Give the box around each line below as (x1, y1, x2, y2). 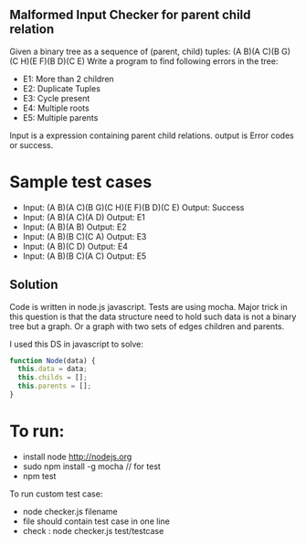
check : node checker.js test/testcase (22, 525, 164, 536)
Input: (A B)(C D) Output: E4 (22, 240, 129, 251)
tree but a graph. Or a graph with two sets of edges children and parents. (9, 320, 285, 332)
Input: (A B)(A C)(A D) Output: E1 (22, 211, 146, 222)
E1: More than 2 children (22, 73, 114, 84)
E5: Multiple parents (22, 112, 99, 123)
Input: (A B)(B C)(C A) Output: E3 (22, 230, 147, 241)
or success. (9, 139, 54, 150)
